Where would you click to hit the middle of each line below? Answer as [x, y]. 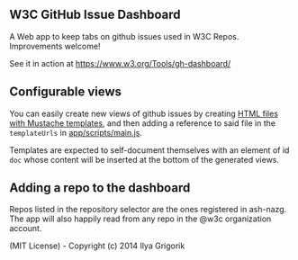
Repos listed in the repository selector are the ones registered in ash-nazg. [148, 210]
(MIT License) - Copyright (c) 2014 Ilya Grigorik [97, 246]
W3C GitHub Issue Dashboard [95, 15]
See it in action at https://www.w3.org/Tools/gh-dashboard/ [120, 63]
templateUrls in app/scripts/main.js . [76, 132]
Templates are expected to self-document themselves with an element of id [149, 150]
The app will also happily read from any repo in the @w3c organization [140, 219]
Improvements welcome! [55, 46]
